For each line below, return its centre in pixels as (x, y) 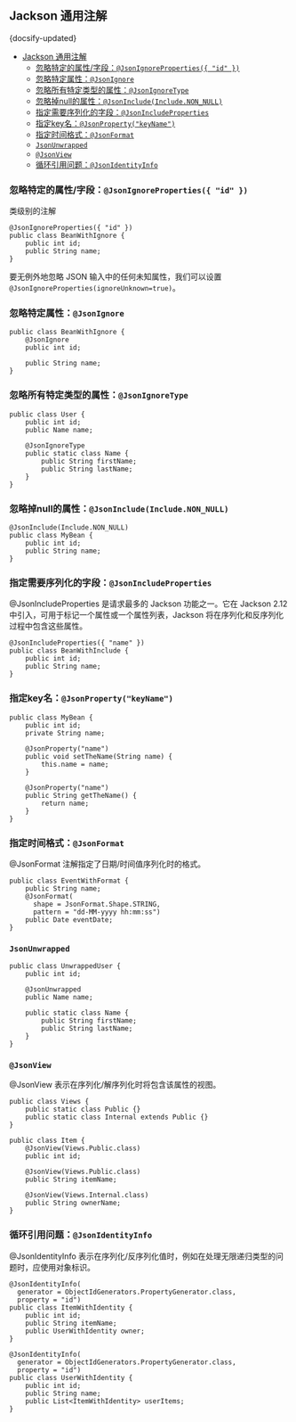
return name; (65, 803)
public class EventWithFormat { (69, 881)
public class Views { (49, 1102)
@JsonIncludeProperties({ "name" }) (77, 643)
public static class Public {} (83, 1110)
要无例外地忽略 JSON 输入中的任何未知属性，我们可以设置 (116, 277)
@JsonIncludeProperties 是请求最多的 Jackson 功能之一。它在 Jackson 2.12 (148, 604)
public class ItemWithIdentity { (71, 1307)
